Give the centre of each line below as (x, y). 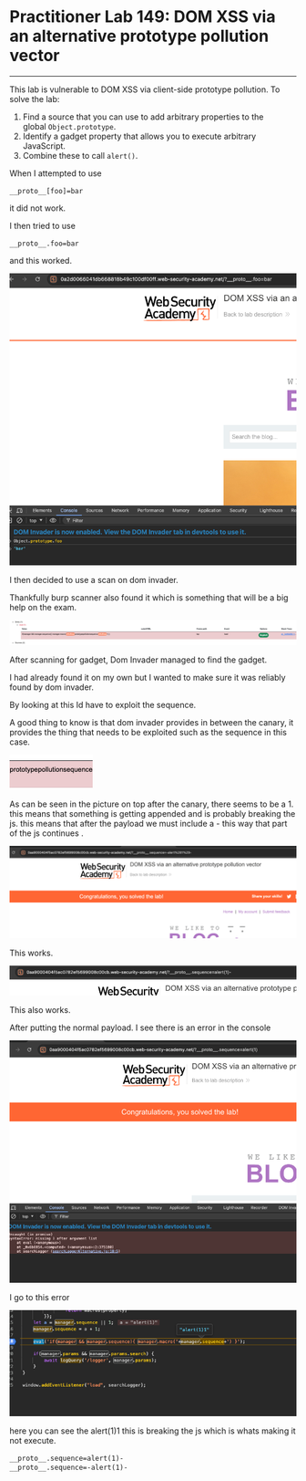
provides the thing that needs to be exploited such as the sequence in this (148, 732)
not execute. (33, 1441)
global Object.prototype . (69, 126)
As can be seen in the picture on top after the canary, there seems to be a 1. (152, 804)
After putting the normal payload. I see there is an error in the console (140, 1027)
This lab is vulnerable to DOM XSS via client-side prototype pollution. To (145, 89)
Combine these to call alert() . (80, 155)
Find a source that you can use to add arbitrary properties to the (143, 117)
